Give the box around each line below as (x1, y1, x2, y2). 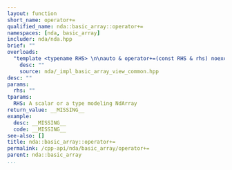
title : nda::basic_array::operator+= (7, 139, 116, 146)
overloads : (7, 49, 39, 56)
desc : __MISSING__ (13, 119, 67, 126)
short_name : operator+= (7, 17, 76, 23)
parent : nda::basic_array (7, 151, 81, 159)
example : (7, 113, 32, 120)
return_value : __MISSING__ (7, 106, 85, 113)
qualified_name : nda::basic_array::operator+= (7, 23, 144, 30)
